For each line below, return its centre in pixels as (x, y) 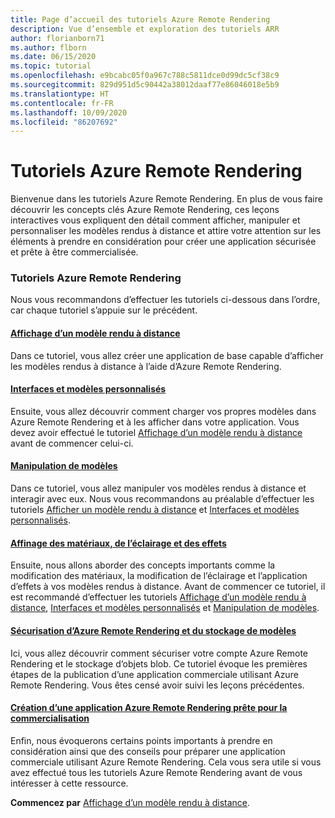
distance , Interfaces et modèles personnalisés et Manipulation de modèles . (165, 608)
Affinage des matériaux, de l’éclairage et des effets (118, 543)
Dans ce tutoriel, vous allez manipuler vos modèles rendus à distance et (158, 488)
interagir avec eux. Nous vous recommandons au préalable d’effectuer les (162, 499)
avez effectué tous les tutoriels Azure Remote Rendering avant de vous (156, 772)
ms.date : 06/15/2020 (53, 57)
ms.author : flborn (48, 47)
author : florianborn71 (57, 38)
